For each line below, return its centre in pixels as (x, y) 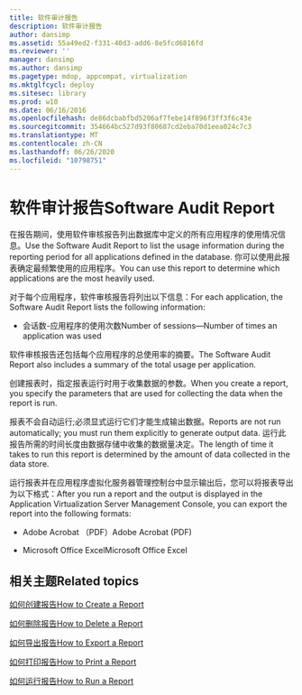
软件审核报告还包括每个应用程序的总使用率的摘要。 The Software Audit (140, 355)
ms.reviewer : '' (40, 51)
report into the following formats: (70, 514)
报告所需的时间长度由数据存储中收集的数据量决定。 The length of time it (142, 444)
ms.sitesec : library (48, 93)
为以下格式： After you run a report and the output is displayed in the (136, 494)
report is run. (33, 403)
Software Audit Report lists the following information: (107, 307)
